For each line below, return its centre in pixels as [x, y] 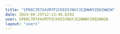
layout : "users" [22, 24]
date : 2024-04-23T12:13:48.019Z [40, 14]
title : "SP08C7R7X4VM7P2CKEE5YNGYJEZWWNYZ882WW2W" [60, 10]
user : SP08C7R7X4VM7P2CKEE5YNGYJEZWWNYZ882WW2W [57, 19]
